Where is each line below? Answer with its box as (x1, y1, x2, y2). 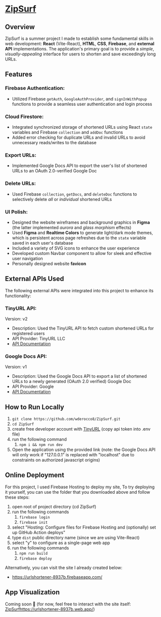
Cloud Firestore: (5, 113, 44, 120)
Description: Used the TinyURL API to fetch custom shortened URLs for (12, 325, 154, 331)
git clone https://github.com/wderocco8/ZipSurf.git (12, 417, 121, 422)
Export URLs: (5, 151, 37, 158)
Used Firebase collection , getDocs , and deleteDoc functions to (12, 191, 137, 197)
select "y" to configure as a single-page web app (12, 540, 110, 546)
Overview (5, 23, 35, 31)
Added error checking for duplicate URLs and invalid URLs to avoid (12, 134, 146, 140)
